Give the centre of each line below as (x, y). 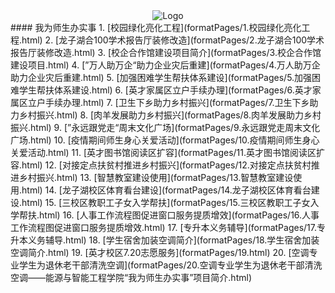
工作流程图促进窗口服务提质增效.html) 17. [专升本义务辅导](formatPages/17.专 (168, 227)
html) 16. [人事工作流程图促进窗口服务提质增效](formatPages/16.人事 (179, 215)
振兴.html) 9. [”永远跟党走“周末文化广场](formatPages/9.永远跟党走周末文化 (165, 127)
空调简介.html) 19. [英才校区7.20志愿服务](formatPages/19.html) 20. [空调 (160, 252)
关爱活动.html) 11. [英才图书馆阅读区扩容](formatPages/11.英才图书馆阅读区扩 (168, 152)
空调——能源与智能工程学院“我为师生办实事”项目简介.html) (131, 277)
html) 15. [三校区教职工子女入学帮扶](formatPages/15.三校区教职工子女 (166, 202)
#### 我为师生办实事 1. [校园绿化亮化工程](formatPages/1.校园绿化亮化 (156, 27)
